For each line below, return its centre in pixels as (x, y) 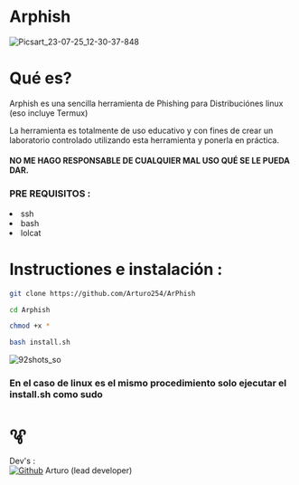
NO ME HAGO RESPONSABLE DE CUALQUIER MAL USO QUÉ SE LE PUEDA (150, 161)
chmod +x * (30, 326)
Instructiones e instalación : (116, 269)
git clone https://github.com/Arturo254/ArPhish (103, 293)
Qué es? (41, 78)
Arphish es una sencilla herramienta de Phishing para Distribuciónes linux (146, 103)
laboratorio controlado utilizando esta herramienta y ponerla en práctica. (145, 140)
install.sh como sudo (56, 395)
